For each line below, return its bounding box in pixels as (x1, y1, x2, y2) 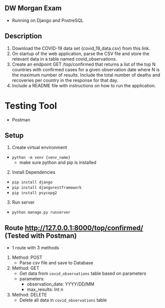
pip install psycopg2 (11, 191, 57, 196)
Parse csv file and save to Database (19, 260, 93, 266)
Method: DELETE (11, 292, 47, 298)
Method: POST (11, 254, 42, 260)
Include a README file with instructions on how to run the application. (11, 82, 156, 88)
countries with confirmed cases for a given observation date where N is (11, 66, 160, 72)
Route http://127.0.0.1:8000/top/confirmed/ (4, 223, 143, 232)
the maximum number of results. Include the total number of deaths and (11, 72, 160, 78)
